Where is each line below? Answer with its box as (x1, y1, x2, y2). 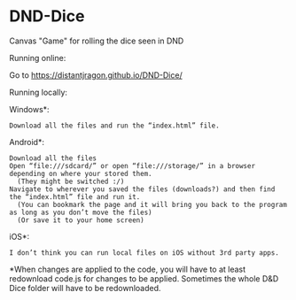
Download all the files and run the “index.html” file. (9, 121, 220, 130)
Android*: (9, 136, 44, 147)
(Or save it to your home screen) (17, 215, 144, 225)
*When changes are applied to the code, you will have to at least (9, 264, 246, 274)
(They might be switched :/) (17, 177, 125, 186)
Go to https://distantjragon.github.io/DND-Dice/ (9, 69, 183, 81)
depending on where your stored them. (9, 169, 152, 178)
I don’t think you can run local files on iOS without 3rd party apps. (9, 248, 279, 258)
